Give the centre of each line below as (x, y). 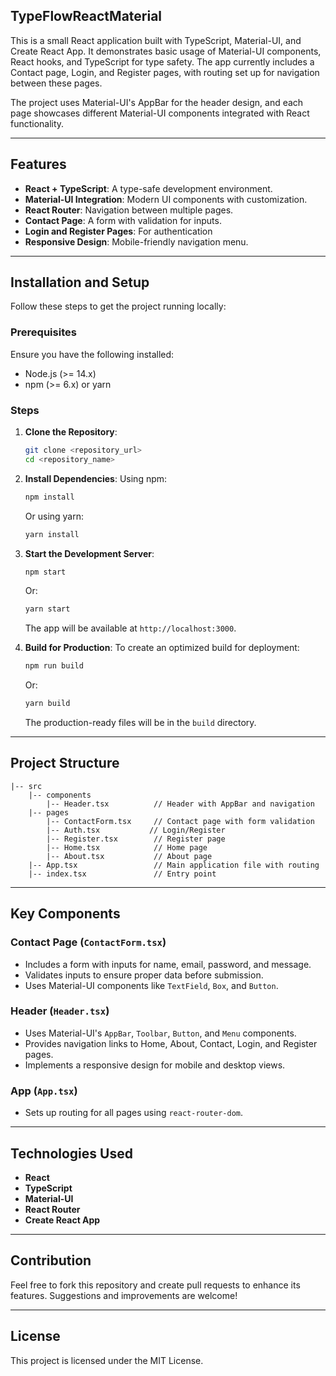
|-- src (26, 786)
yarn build (47, 704)
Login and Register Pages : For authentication (118, 231)
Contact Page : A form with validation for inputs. (123, 220)
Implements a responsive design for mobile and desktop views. (155, 1065)
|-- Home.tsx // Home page (127, 847)
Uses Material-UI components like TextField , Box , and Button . (151, 985)
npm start (45, 572)
